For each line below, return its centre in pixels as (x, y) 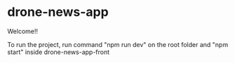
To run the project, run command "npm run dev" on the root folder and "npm (118, 44)
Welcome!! (23, 31)
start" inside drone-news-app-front (59, 52)
